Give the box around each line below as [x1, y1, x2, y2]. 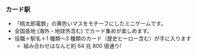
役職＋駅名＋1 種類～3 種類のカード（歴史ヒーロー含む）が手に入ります [14, 35, 192, 42]
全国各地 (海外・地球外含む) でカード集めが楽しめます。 [14, 27, 153, 35]
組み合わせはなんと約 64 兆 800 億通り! [23, 42, 121, 50]
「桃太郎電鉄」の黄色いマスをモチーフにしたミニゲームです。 [14, 20, 166, 27]
